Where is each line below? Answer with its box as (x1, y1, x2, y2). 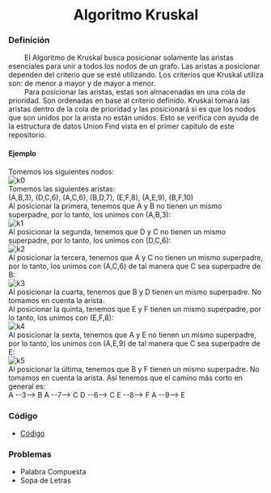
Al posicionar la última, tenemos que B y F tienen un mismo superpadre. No (8, 364, 260, 373)
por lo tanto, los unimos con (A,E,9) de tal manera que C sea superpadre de (8, 338, 260, 348)
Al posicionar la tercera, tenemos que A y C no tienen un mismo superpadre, (8, 252, 264, 262)
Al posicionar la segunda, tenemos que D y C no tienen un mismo (8, 226, 227, 236)
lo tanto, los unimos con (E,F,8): (8, 313, 114, 322)
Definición (8, 35, 50, 46)
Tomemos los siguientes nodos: (8, 166, 115, 176)
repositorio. (8, 130, 47, 140)
